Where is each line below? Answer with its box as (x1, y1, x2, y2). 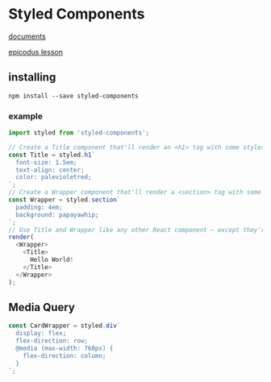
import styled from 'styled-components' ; (8, 129, 150, 137)
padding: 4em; (15, 203, 63, 211)
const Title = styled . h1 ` (8, 151, 95, 159)
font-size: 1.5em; (15, 158, 78, 166)
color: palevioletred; (15, 173, 92, 181)
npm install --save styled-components (8, 92, 139, 100)
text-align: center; (15, 166, 85, 174)
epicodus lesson (8, 47, 63, 56)
